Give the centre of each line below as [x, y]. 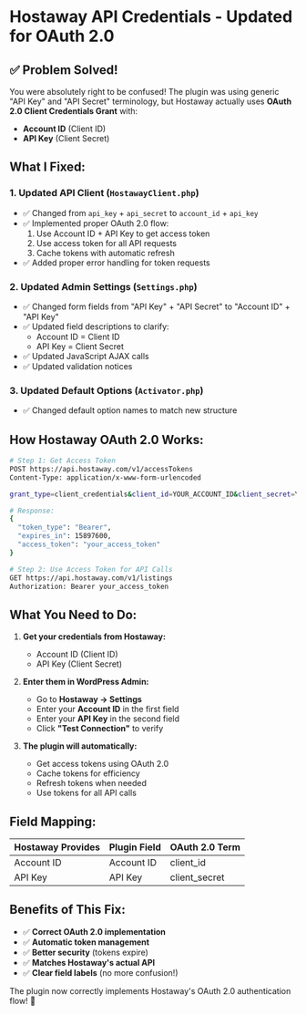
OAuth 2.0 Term [205, 847]
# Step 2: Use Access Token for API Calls [91, 569]
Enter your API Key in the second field [108, 719]
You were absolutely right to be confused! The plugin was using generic [144, 92]
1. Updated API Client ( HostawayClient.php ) [104, 193]
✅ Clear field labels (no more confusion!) [100, 972]
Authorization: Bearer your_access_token [89, 586]
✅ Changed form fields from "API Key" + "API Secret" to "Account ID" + [157, 306]
